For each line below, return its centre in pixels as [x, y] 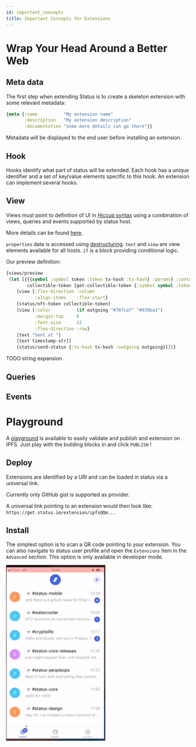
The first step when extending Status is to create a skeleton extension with [96, 96]
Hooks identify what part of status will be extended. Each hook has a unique [98, 170]
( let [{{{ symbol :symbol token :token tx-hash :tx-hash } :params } [91, 279]
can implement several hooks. [42, 182]
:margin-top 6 [57, 316]
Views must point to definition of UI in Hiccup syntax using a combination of [97, 215]
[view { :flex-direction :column [56, 292]
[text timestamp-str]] [44, 341]
